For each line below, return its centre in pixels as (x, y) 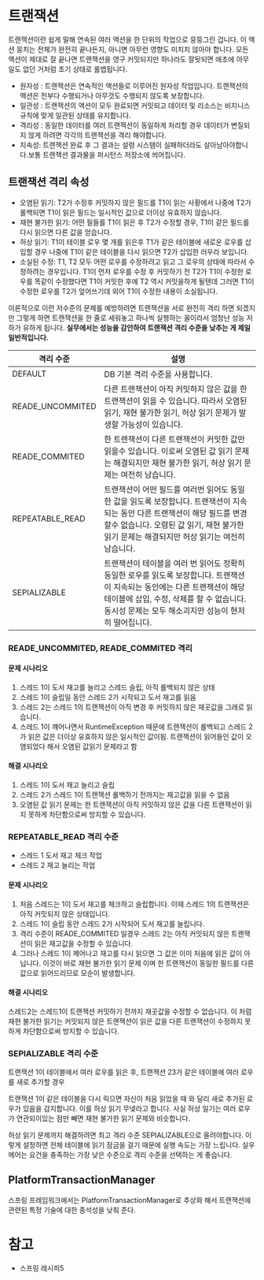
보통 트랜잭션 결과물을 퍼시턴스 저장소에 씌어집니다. (107, 154)
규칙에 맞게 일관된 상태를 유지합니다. (75, 115)
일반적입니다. (28, 337)
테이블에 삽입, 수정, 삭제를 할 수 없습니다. (175, 598)
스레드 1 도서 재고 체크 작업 (60, 855)
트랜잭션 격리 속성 (49, 182)
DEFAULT (29, 374)
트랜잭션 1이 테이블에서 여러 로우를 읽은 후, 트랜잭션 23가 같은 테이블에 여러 (124, 1072)
